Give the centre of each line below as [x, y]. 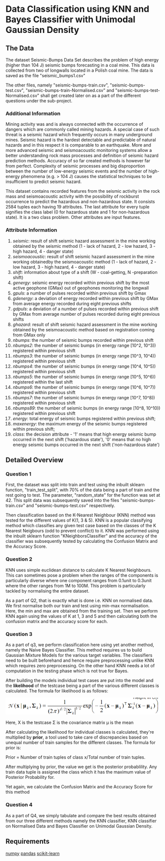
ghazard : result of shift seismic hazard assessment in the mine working [85, 324]
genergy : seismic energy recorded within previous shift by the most [81, 282]
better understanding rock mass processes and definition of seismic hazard [82, 155]
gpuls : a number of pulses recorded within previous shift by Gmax [79, 293]
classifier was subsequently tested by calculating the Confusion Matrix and [82, 541]
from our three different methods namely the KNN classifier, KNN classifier [81, 821]
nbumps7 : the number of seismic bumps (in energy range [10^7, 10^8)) [84, 397]
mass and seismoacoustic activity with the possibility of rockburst [72, 196]
